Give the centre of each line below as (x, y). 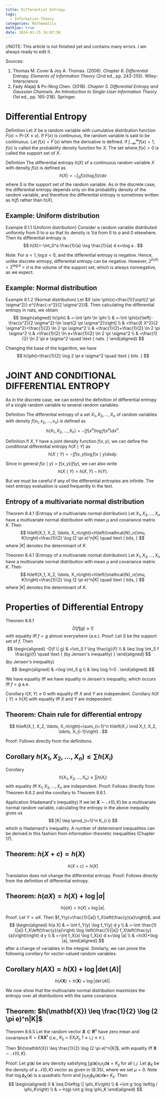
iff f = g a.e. (18, 684)
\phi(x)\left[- (140, 318)
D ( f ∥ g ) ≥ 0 (83, 628)
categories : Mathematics (31, 23)
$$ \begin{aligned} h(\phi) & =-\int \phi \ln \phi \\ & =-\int (70, 318)
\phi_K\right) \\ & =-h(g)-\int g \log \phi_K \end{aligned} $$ (83, 1089)
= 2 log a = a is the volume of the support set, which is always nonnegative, (81, 267)
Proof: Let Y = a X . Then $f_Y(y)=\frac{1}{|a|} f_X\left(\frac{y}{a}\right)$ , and (83, 918)
